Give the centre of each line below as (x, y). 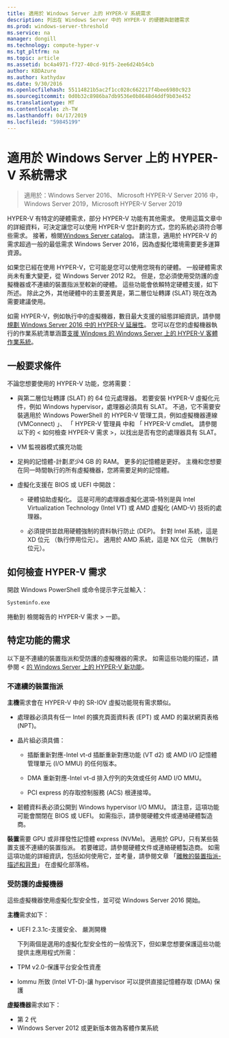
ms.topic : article (33, 58)
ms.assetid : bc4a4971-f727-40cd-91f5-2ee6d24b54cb (81, 64)
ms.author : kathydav (37, 77)
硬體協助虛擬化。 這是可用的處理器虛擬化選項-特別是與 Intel (111, 499)
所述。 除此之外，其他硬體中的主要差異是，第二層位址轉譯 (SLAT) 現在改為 (112, 293)
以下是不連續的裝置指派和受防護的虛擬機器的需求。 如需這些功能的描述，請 (113, 658)
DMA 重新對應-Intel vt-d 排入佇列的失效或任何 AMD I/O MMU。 (116, 778)
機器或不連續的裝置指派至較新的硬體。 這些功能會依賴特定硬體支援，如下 (116, 285)
